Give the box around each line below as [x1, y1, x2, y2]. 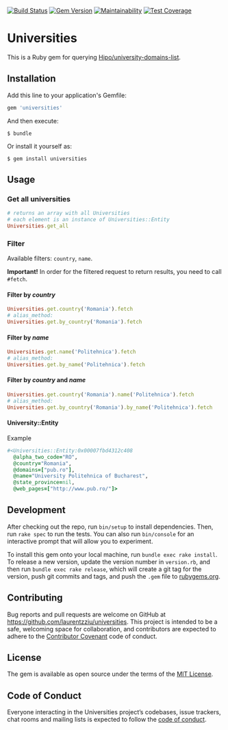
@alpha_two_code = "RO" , [13, 453, 78, 460]
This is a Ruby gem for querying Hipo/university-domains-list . [7, 53, 181, 61]
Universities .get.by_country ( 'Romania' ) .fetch [7, 318, 142, 325]
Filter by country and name [7, 376, 86, 384]
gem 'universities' [7, 104, 63, 111]
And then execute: [7, 116, 59, 125]
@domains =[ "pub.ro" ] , [13, 466, 75, 473]
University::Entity [7, 418, 59, 427]
